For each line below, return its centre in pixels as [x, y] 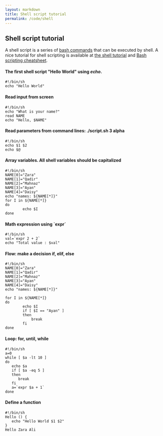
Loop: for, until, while [27, 339]
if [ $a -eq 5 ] [28, 370]
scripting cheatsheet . [26, 60]
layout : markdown [23, 9]
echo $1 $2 [16, 145]
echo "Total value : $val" [32, 243]
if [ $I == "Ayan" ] [43, 311]
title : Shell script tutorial [36, 14]
